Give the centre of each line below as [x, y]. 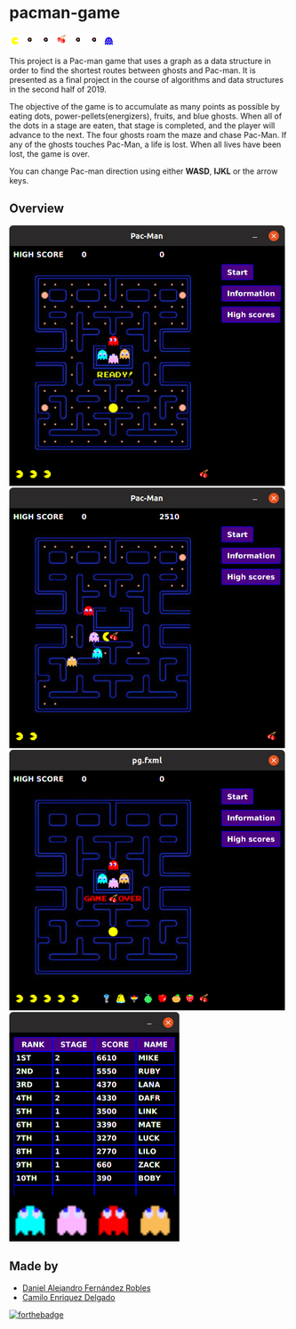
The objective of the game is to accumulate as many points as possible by [144, 106]
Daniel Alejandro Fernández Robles [86, 1288]
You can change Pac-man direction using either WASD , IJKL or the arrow [144, 171]
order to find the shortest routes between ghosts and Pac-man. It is [132, 70]
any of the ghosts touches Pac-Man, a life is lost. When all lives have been [145, 144]
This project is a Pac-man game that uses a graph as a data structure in [140, 61]
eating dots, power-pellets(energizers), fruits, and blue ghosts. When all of [146, 116]
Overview [37, 209]
